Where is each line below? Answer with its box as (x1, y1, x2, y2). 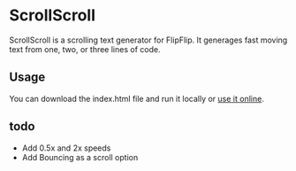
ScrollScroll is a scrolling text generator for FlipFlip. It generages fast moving (9, 35, 288, 45)
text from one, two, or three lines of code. (9, 43, 161, 54)
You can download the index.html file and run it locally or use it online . (9, 93, 265, 104)
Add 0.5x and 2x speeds (21, 143, 111, 153)
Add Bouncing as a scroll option (21, 152, 139, 162)
